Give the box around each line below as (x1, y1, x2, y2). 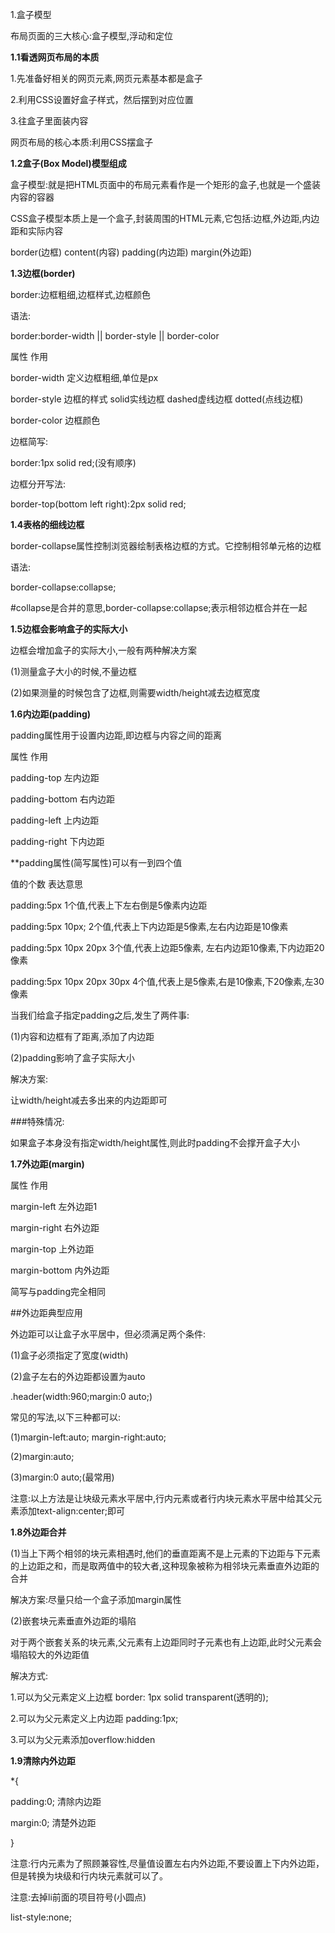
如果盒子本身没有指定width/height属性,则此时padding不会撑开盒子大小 (10, 1137, 300, 1148)
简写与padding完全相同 (10, 1286, 106, 1297)
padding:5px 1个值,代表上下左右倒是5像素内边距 (10, 899, 208, 911)
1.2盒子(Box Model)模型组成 (10, 158, 127, 169)
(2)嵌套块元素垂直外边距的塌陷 (10, 1615, 137, 1627)
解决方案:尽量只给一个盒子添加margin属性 (10, 1594, 182, 1605)
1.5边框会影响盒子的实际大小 (10, 623, 128, 635)
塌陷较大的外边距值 (10, 1649, 90, 1660)
